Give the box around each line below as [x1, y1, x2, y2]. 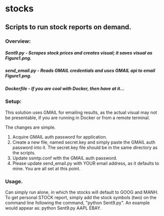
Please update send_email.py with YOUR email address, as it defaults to [12, 160, 160, 166]
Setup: [5, 98, 22, 105]
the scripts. [12, 149, 36, 155]
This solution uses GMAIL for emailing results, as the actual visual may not [5, 109, 158, 115]
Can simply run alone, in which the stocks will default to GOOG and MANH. [5, 189, 159, 195]
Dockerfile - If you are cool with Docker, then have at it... [5, 85, 125, 91]
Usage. [5, 178, 23, 185]
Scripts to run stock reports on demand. [5, 23, 132, 31]
